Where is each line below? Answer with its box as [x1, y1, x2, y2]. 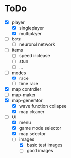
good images [26, 148, 53, 154]
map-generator [11, 97, 43, 103]
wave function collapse [19, 103, 67, 109]
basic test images [26, 142, 63, 148]
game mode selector [19, 125, 61, 131]
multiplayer [19, 31, 42, 37]
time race [19, 80, 39, 86]
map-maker [11, 92, 35, 98]
